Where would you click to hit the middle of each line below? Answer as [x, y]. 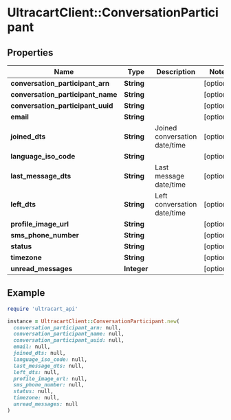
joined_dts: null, [40, 353]
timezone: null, [36, 398]
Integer [136, 269]
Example [26, 293]
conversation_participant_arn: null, [67, 327]
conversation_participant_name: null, [69, 334]
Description [176, 72]
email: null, [32, 347]
